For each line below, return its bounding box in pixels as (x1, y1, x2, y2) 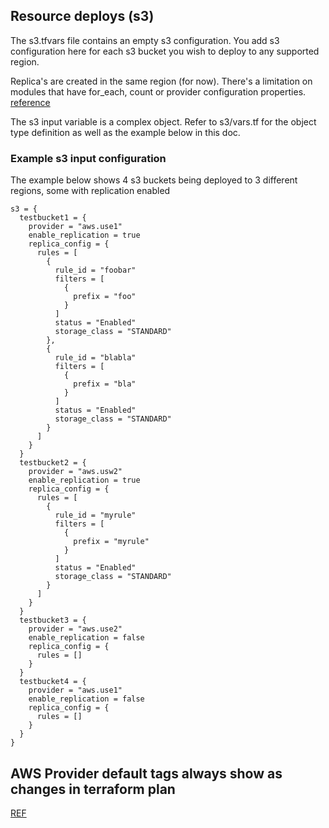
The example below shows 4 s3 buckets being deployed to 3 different (10, 174, 298, 186)
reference (10, 96, 51, 108)
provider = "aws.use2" (28, 624, 123, 634)
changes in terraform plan (10, 780, 176, 798)
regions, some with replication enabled (10, 185, 171, 197)
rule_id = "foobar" (54, 265, 137, 276)
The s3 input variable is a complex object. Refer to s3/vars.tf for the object (10, 115, 317, 128)
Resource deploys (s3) (10, 8, 155, 25)
